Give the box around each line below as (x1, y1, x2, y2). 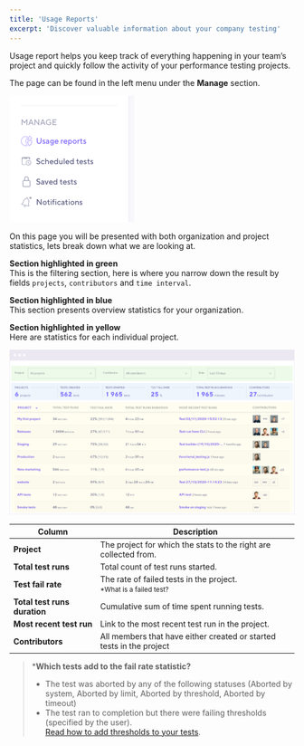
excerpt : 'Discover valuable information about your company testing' (9, 24, 281, 33)
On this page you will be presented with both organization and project (9, 231, 270, 242)
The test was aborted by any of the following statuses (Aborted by (44, 678, 292, 689)
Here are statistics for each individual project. (9, 331, 179, 342)
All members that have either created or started (100, 631, 276, 642)
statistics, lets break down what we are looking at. (9, 240, 196, 251)
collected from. (100, 549, 157, 559)
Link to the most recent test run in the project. (100, 618, 270, 629)
